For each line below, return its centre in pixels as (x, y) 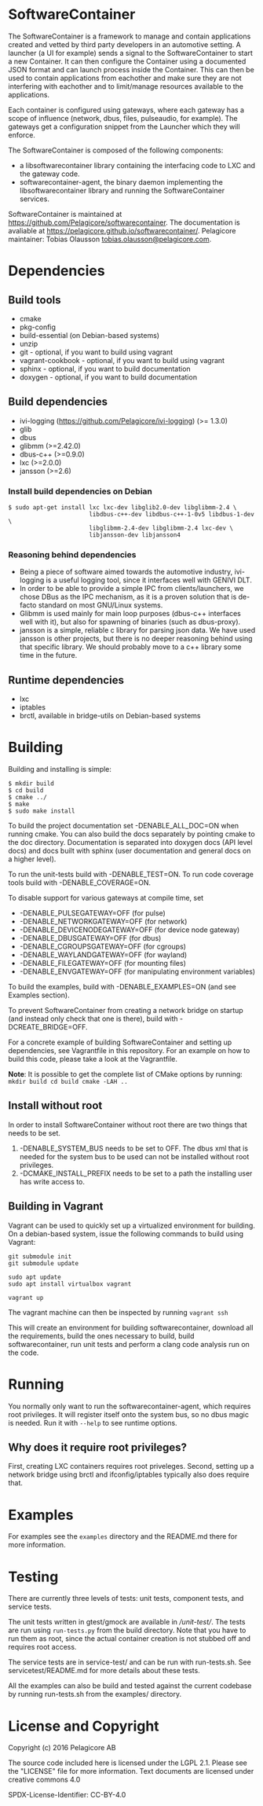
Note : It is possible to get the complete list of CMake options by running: (126, 1074)
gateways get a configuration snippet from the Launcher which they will (124, 127)
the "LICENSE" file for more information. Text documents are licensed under (131, 1771)
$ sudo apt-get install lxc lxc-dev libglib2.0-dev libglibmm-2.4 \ (122, 508)
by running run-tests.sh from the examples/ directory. (95, 1694)
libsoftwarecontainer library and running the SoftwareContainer (122, 190)
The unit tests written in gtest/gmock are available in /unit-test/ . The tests (127, 1622)
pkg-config (38, 327)
